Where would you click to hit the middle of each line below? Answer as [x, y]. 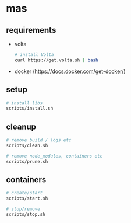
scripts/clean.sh [27, 145]
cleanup [21, 126]
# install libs [24, 103]
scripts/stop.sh [26, 215]
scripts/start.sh [27, 198]
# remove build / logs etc [39, 140]
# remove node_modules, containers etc [54, 156]
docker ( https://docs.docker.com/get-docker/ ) [70, 71]
